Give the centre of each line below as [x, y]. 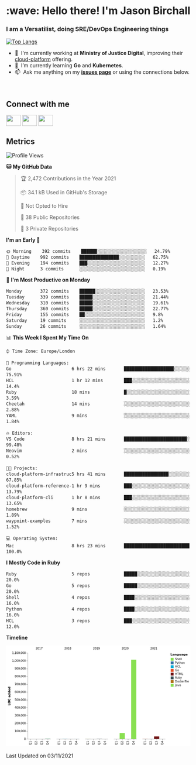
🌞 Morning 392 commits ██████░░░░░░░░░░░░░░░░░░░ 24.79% [88, 252]
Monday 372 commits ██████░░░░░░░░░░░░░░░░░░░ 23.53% [87, 291]
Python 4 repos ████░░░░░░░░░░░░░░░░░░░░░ [98, 609]
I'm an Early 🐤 [23, 240]
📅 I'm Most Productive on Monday [48, 280]
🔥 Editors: [20, 433]
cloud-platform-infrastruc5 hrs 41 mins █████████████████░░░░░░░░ [98, 474]
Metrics [20, 141]
